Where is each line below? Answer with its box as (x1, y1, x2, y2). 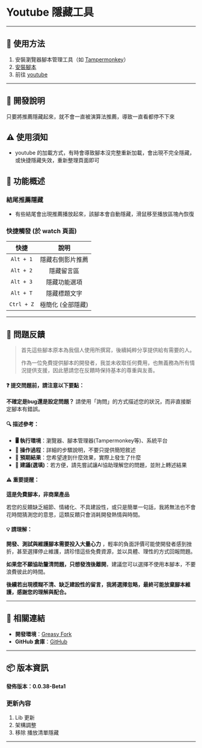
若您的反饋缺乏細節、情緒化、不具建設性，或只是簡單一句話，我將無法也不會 (6, 503, 196, 510)
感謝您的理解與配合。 (16, 588, 70, 595)
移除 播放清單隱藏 (14, 729, 59, 736)
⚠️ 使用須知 (6, 132, 48, 142)
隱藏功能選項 (46, 278, 82, 286)
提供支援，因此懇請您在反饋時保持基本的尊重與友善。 (26, 367, 158, 374)
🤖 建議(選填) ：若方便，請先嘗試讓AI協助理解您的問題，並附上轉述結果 (14, 461, 188, 468)
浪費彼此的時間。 (6, 568, 49, 575)
